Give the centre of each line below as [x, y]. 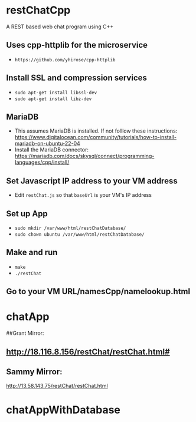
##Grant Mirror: [25, 333]
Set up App [27, 214]
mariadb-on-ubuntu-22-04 [48, 144]
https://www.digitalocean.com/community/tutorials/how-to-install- [96, 137]
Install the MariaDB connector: [52, 150]
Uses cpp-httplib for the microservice [77, 45]
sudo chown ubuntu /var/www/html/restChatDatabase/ [79, 235]
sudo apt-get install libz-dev [53, 99]
